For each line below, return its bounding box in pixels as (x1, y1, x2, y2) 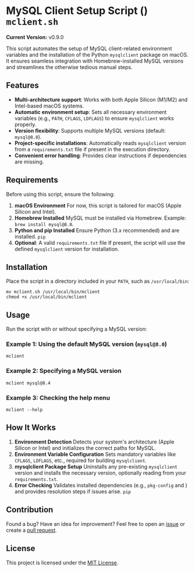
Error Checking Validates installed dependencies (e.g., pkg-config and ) (14, 481, 187, 488)
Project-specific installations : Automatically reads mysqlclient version (14, 139, 186, 147)
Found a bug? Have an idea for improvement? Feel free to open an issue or (6, 520, 185, 527)
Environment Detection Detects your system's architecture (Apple (14, 438, 175, 445)
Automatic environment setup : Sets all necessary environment (14, 108, 167, 115)
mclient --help (6, 407, 43, 413)
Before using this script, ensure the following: (6, 190, 115, 197)
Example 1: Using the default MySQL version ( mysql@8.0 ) (6, 340, 167, 348)
